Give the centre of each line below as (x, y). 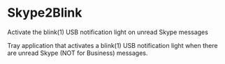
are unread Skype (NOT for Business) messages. (78, 53)
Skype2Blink (45, 13)
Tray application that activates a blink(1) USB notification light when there (112, 45)
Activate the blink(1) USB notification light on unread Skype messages (108, 32)
